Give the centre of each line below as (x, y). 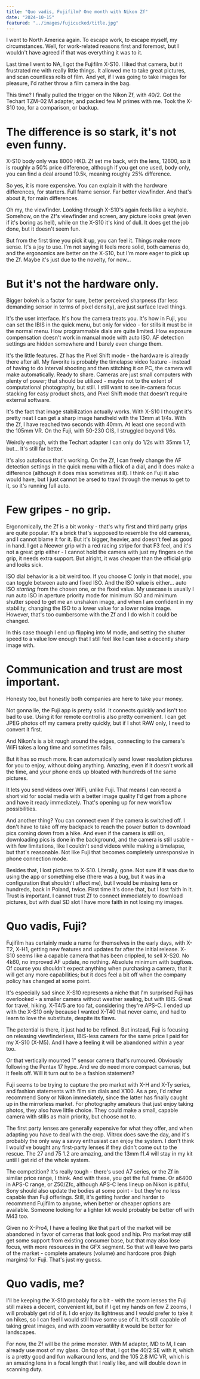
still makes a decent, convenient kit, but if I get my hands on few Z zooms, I (99, 1307)
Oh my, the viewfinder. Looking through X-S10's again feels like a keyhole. (97, 210)
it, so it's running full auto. (38, 486)
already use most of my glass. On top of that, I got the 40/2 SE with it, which (100, 1350)
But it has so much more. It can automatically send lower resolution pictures (99, 759)
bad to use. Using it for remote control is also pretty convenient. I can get (96, 717)
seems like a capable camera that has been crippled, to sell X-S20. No (103, 955)
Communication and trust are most (95, 669)
